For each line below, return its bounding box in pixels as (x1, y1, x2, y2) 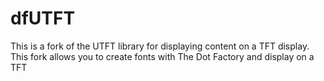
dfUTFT (10, 7, 76, 30)
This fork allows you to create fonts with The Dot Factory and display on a (10, 50, 315, 62)
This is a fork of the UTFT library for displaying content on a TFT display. (10, 40, 310, 52)
